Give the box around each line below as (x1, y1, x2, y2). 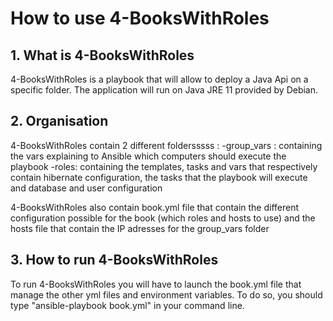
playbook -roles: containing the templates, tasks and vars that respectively (10, 160, 318, 172)
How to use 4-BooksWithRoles (10, 7, 270, 30)
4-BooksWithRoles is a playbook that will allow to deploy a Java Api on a (10, 73, 309, 85)
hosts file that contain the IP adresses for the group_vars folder (10, 222, 270, 234)
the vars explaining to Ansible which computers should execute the (10, 150, 287, 162)
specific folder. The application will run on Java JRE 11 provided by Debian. (10, 84, 319, 96)
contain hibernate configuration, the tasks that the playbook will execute (10, 171, 308, 183)
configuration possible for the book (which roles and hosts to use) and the (10, 212, 316, 224)
